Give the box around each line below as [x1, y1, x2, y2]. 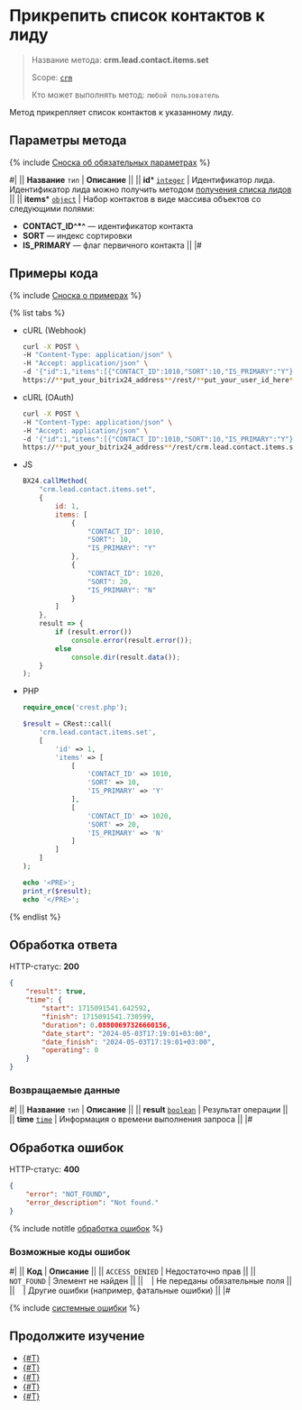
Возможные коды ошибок [9, 1245, 131, 1258]
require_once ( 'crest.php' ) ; [22, 703, 128, 712]
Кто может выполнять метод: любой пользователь [31, 89, 220, 100]
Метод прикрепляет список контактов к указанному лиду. [9, 106, 234, 117]
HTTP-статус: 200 [9, 961, 79, 972]
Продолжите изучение [9, 1329, 145, 1344]
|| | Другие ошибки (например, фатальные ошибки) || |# [9, 1285, 232, 1296]
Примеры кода [9, 266, 99, 281]
